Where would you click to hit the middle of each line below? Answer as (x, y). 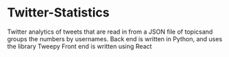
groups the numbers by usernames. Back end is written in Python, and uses (115, 38)
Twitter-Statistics (58, 13)
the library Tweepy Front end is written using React (80, 46)
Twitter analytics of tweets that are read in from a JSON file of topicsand (110, 32)
